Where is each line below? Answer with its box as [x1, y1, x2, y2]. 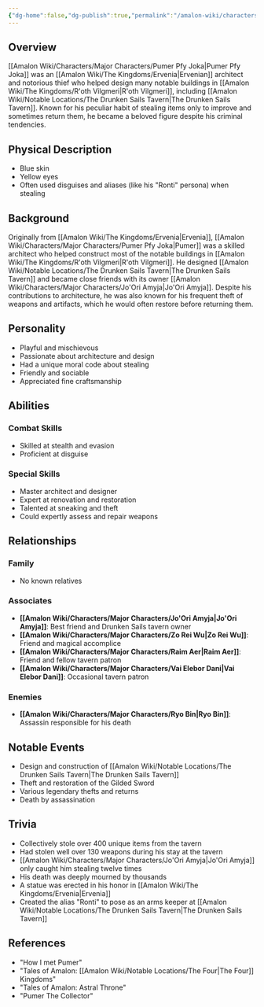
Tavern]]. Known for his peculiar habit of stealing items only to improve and [8, 103, 251, 113]
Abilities [8, 399, 49, 413]
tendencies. [8, 120, 46, 130]
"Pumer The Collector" [19, 990, 93, 1000]
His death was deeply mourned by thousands [19, 872, 167, 881]
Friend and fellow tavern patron [19, 655, 122, 665]
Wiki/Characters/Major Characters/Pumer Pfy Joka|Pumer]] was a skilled [8, 241, 245, 250]
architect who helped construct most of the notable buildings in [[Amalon [8, 249, 245, 259]
